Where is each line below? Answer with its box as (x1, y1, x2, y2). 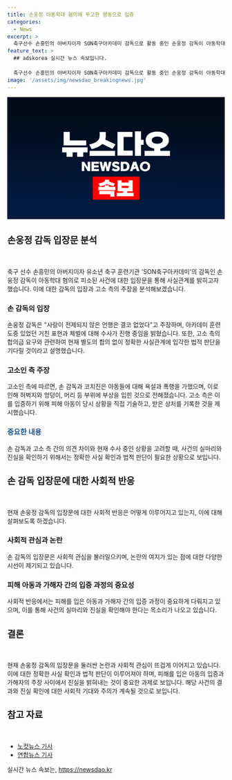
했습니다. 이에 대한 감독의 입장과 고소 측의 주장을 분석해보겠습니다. (7, 284, 186, 293)
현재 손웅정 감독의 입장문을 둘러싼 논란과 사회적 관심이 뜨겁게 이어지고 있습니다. (7, 661, 221, 669)
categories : (7, 18, 41, 26)
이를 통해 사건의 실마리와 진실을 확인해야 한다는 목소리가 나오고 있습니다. (21, 606, 217, 614)
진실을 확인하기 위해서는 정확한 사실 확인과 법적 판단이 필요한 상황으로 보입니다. (7, 453, 221, 461)
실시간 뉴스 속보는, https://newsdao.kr (7, 765, 113, 773)
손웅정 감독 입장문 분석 (7, 235, 98, 246)
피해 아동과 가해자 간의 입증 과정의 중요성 (7, 580, 135, 589)
